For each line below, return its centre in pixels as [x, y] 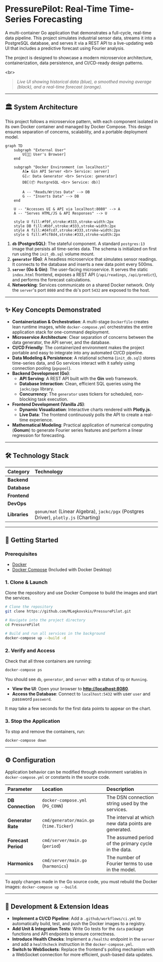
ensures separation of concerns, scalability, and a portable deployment [76, 132]
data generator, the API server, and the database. [61, 342]
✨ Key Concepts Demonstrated [53, 310]
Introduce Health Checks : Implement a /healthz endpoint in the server [83, 939]
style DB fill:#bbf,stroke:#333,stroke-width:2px [65, 226]
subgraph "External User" [40, 150]
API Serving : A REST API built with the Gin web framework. [79, 378]
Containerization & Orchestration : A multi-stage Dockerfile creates [80, 321]
